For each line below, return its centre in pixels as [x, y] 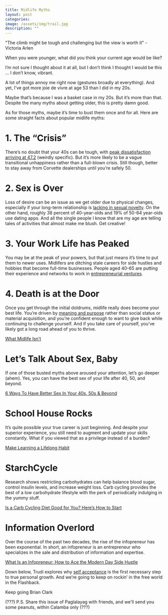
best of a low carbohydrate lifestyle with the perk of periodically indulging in [84, 492]
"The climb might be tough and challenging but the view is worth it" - [76, 43]
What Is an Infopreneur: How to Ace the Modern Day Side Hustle [72, 562]
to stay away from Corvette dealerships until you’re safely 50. [68, 168]
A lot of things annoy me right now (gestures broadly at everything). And [80, 83]
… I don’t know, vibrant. [29, 73]
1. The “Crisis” [36, 138]
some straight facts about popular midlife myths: [55, 118]
